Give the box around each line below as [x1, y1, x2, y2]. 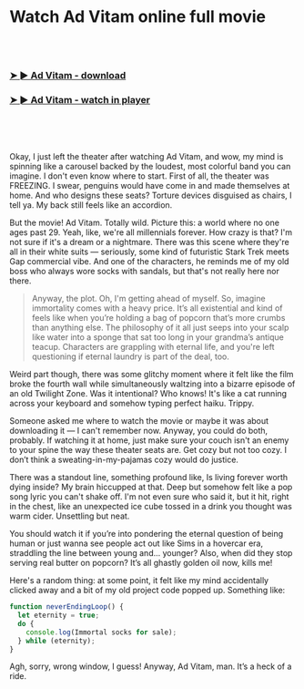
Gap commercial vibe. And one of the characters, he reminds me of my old [9, 256, 289, 267]
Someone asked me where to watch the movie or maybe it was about [9, 416, 269, 427]
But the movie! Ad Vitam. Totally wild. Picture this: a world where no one [9, 217, 280, 229]
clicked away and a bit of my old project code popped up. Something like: [9, 585, 286, 596]
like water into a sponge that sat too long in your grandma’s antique [31, 332, 284, 343]
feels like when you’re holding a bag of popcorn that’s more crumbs [31, 313, 286, 324]
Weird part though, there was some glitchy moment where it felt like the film [9, 369, 294, 380]
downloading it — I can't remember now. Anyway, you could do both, [9, 426, 269, 437]
